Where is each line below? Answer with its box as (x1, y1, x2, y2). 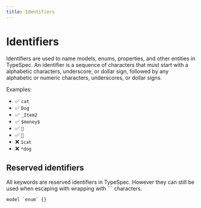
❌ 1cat (14, 138, 32, 145)
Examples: (6, 86, 32, 93)
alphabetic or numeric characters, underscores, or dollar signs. (6, 74, 162, 81)
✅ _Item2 (14, 111, 38, 118)
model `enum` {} (6, 197, 47, 203)
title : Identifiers (6, 8, 55, 15)
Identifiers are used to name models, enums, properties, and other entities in (6, 55, 196, 62)
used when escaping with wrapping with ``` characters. (6, 185, 143, 192)
